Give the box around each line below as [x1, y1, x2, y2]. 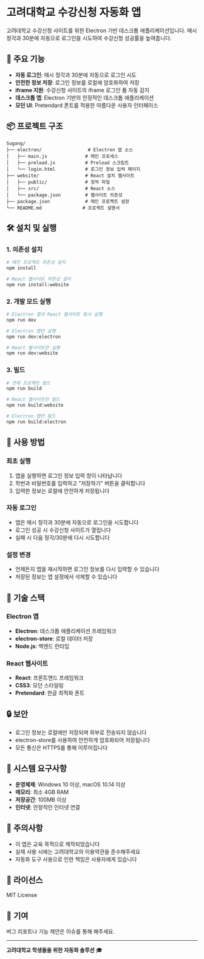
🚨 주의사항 [6, 823, 44, 833]
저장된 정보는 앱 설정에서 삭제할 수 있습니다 [15, 573, 118, 580]
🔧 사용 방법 [6, 437, 46, 447]
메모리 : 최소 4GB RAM [15, 788, 69, 796]
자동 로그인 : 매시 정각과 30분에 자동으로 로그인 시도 [15, 71, 137, 78]
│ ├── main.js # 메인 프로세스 [6, 153, 118, 159]
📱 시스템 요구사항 [6, 763, 67, 774]
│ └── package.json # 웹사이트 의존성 [6, 192, 123, 198]
